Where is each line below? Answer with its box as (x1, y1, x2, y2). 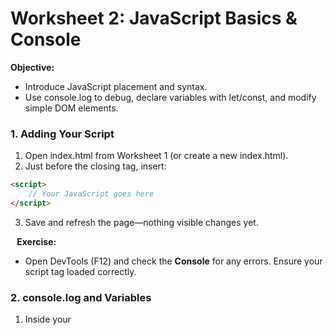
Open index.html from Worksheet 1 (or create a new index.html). (24, 150, 289, 162)
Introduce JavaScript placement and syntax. (24, 80, 208, 92)
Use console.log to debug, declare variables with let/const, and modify (24, 91, 317, 103)
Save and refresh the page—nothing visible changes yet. (24, 216, 259, 228)
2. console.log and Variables (10, 290, 152, 304)
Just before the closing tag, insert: (24, 160, 167, 172)
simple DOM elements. (24, 102, 119, 114)
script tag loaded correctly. (24, 265, 137, 277)
